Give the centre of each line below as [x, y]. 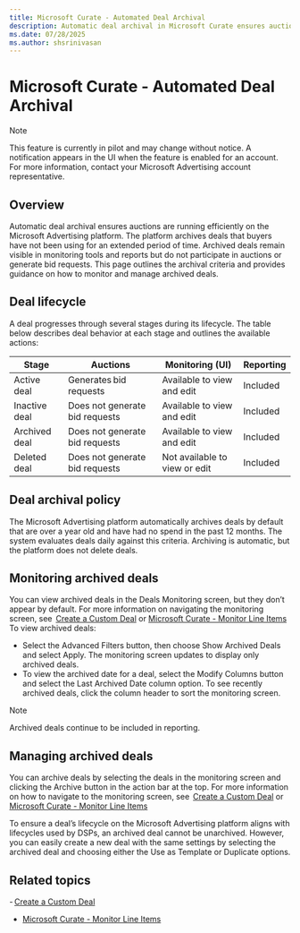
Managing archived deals [81, 756]
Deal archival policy [65, 500]
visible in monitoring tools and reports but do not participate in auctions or [146, 255]
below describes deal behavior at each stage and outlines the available [140, 333]
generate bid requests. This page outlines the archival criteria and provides [147, 264]
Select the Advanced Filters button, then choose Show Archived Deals [151, 646]
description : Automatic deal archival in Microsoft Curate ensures [137, 26]
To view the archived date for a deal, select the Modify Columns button [153, 674]
